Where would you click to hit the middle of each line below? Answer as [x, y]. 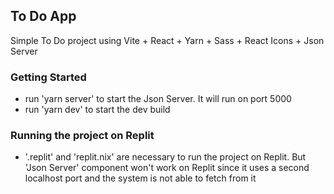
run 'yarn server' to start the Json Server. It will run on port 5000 [158, 99]
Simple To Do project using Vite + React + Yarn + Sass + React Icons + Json [167, 40]
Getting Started [48, 77]
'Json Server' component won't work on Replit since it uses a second [167, 168]
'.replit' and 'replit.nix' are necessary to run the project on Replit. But [165, 157]
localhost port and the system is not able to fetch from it [140, 178]
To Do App [43, 16]
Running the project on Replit [82, 136]
